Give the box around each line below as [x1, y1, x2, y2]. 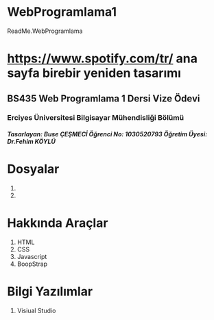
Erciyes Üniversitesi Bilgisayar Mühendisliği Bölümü [7, 113, 184, 123]
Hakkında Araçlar [7, 215, 108, 231]
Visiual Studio [16, 306, 56, 315]
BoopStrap [16, 260, 48, 268]
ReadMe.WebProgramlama [7, 27, 83, 35]
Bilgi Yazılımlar [7, 284, 93, 299]
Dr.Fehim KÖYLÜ [7, 138, 56, 146]
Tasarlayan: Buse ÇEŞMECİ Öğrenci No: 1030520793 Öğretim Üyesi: [7, 130, 208, 138]
